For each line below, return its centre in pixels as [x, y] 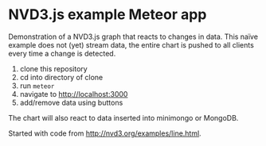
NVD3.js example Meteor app [108, 15]
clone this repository [53, 68]
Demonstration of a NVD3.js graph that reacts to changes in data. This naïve [133, 36]
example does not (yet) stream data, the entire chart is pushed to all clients [131, 44]
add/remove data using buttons [71, 102]
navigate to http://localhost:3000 [74, 94]
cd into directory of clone [61, 77]
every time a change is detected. [62, 53]
